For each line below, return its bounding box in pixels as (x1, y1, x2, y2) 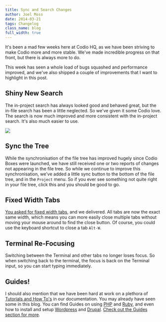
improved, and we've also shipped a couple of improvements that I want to (5, 70, 158, 75)
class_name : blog (5, 26, 41, 31)
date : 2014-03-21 (5, 16, 41, 21)
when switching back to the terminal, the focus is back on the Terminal (5, 258, 150, 264)
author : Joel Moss (5, 12, 43, 17)
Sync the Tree (5, 142, 49, 151)
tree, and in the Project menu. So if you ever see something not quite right (5, 176, 158, 182)
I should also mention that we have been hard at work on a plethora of (5, 291, 148, 297)
